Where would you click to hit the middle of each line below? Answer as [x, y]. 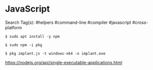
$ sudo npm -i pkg [24, 45]
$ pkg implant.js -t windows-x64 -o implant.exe [55, 53]
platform [13, 27]
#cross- [140, 22]
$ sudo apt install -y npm [32, 36]
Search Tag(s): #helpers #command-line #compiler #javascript [68, 22]
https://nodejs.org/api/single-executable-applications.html [64, 62]
